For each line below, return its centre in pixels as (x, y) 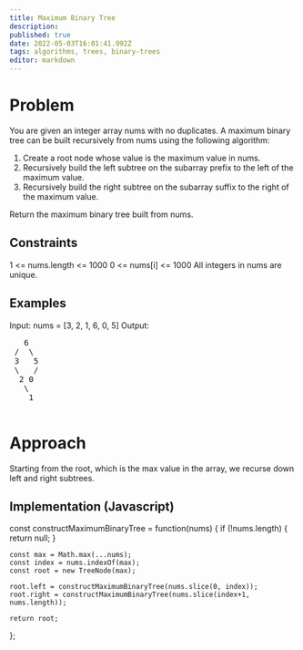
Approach (48, 443)
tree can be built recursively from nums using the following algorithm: (140, 140)
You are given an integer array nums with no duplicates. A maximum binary (150, 130)
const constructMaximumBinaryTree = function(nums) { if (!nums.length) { (149, 529)
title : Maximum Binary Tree (63, 18)
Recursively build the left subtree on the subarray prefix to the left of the (158, 167)
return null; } (33, 538)
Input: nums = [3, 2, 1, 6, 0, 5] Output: (80, 325)
